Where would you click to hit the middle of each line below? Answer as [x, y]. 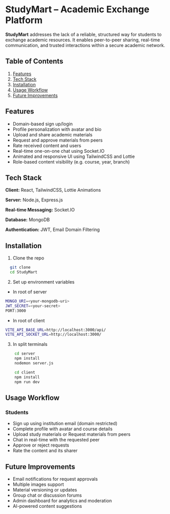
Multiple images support [38, 484]
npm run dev [27, 382]
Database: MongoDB [28, 220]
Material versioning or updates [45, 490]
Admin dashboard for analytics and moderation [62, 501]
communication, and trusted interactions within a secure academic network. [85, 45]
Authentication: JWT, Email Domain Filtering [53, 230]
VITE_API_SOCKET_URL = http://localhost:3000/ [53, 335]
